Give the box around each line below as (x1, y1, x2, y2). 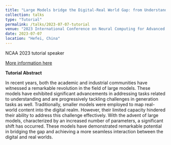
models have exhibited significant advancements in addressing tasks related (5, 90, 165, 96)
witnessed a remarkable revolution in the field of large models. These (5, 85, 151, 91)
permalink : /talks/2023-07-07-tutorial (5, 21, 90, 27)
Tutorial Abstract (5, 69, 42, 76)
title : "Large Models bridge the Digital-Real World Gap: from (5, 7, 142, 13)
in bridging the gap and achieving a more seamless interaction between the (5, 128, 164, 134)
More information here (5, 60, 52, 66)
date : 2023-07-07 (5, 31, 42, 36)
